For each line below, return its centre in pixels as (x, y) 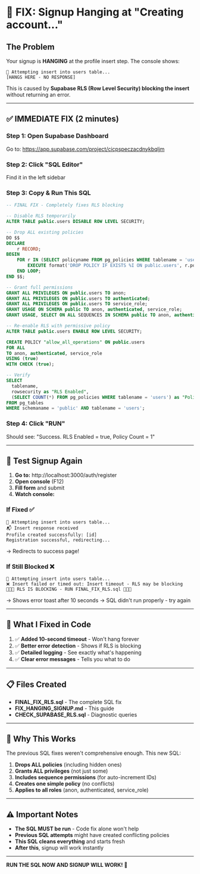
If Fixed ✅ (20, 510)
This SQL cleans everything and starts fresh (70, 842)
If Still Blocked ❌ (30, 566)
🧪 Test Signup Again (44, 461)
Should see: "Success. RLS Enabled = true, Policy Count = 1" (81, 436)
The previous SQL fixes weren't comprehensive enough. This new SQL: (94, 753)
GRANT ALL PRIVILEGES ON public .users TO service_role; (77, 304)
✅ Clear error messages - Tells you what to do (73, 659)
